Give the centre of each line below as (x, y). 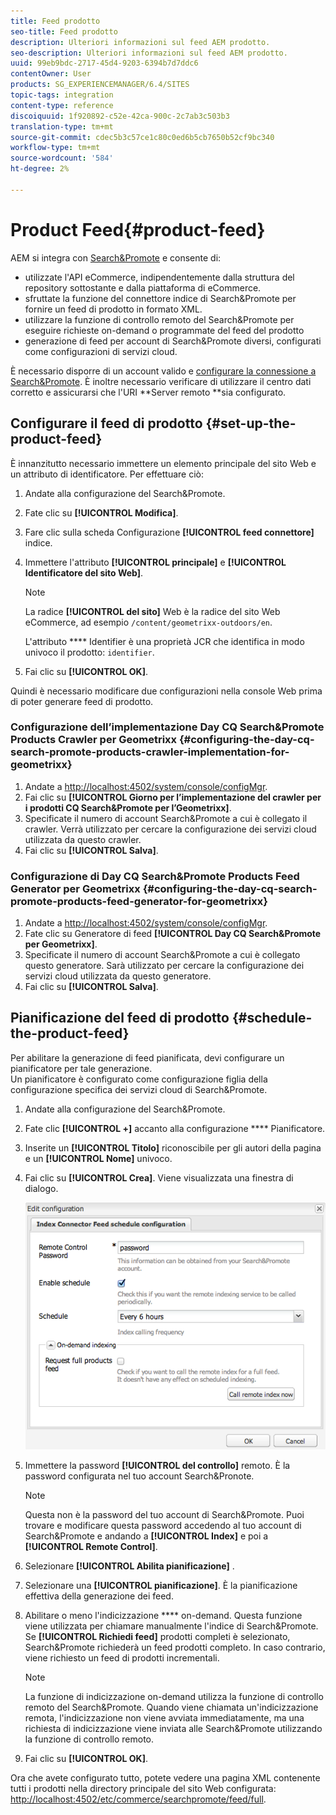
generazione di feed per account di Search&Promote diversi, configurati (173, 341)
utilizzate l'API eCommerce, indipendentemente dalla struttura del (159, 277)
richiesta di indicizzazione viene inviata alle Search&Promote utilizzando (173, 1729)
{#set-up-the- (251, 423)
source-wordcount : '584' (62, 158)
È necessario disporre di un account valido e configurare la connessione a (163, 371)
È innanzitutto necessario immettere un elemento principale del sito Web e (163, 463)
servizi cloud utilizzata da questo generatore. (118, 976)
